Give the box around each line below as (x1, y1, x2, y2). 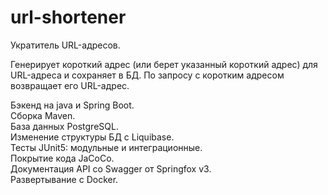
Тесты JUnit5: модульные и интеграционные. (10, 141, 203, 153)
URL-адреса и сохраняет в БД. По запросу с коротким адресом (10, 69, 285, 81)
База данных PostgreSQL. (10, 120, 119, 132)
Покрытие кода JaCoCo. (10, 152, 115, 164)
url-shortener (10, 6, 127, 29)
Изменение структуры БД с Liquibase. (10, 131, 175, 143)
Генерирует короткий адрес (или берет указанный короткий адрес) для (10, 58, 318, 70)
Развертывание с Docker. (10, 173, 119, 185)
